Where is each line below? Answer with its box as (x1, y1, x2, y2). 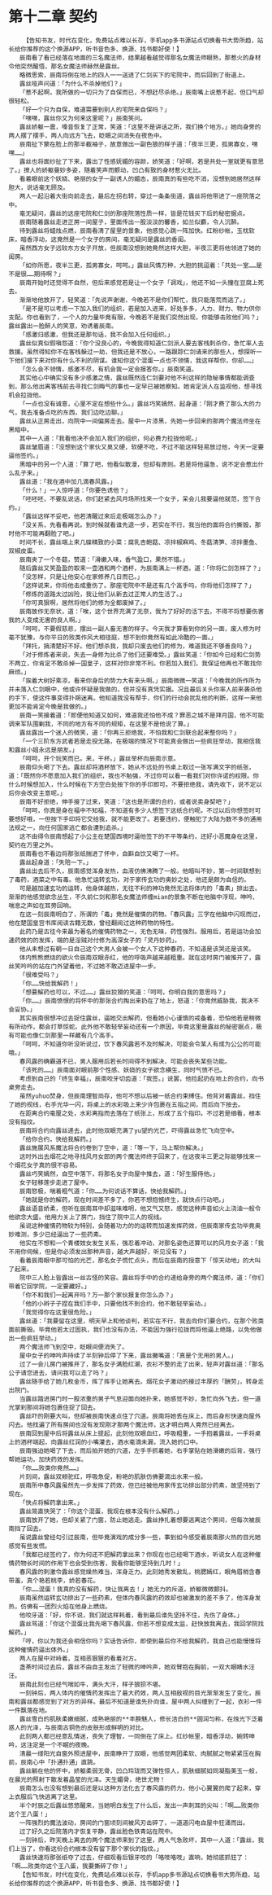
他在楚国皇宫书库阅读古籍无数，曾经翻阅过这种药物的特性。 (8, 919, 178, 927)
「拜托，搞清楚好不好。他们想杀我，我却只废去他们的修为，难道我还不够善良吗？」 (19, 642, 256, 650)
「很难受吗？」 (19, 971, 63, 979)
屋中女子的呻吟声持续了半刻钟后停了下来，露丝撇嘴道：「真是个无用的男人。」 (19, 1351, 237, 1360)
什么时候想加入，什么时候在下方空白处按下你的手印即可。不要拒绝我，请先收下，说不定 (8, 780, 257, 788)
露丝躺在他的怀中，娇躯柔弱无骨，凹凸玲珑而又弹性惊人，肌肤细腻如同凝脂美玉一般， (19, 1766, 261, 1775)
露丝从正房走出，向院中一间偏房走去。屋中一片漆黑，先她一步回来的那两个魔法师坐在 (19, 417, 261, 425)
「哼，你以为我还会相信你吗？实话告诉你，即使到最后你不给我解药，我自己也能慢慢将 (19, 1637, 261, 1645)
